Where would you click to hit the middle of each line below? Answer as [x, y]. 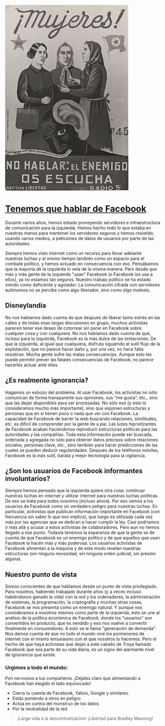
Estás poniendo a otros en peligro [46, 698]
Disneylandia [26, 306]
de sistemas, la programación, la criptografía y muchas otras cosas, [74, 602]
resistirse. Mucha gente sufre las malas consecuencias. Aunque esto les [78, 354]
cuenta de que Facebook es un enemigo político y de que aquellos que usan [82, 538]
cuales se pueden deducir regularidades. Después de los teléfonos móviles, [82, 450]
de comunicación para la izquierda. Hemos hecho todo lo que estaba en [78, 228]
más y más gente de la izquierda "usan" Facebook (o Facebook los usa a [79, 274]
